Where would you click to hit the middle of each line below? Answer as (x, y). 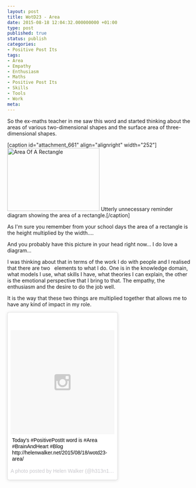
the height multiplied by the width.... (50, 233)
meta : (14, 104)
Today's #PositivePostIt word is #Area (55, 440)
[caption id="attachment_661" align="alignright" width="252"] (82, 145)
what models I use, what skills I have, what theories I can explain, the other (97, 274)
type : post (20, 28)
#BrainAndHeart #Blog (38, 446)
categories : (22, 45)
